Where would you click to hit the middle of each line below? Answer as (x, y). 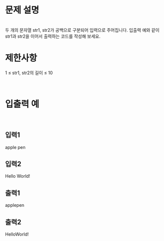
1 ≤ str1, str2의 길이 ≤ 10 (29, 73)
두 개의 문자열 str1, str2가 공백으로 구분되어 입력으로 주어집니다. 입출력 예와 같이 (82, 30)
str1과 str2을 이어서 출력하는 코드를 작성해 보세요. (53, 36)
